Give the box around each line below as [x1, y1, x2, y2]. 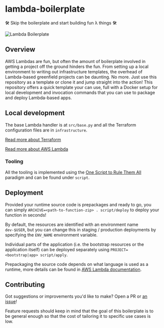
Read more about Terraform [5, 136, 61, 142]
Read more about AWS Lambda [5, 146, 69, 152]
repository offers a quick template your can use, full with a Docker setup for [5, 84, 158, 90]
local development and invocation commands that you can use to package [5, 89, 155, 95]
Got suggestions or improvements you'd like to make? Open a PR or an [5, 293, 148, 299]
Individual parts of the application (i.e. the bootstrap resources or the [5, 241, 144, 247]
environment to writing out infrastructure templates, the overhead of [5, 68, 143, 74]
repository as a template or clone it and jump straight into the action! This [5, 79, 153, 85]
